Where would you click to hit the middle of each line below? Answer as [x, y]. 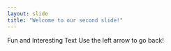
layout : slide [28, 14]
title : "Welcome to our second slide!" [65, 20]
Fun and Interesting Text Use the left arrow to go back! [85, 40]
